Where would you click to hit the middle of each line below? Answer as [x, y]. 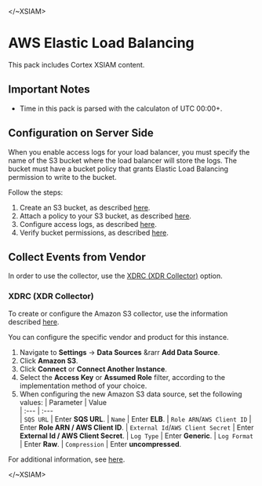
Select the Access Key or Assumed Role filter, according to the [122, 377]
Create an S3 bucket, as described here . [85, 207]
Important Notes [49, 90]
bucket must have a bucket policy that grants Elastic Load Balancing [118, 169]
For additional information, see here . [67, 459]
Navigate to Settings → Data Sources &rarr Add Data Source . [120, 352]
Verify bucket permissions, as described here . [94, 232]
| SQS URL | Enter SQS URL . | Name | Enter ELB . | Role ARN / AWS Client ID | [135, 418]
